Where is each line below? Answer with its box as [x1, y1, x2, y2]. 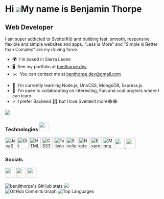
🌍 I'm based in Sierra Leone [12, 57, 71, 62]
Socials [5, 156, 23, 163]
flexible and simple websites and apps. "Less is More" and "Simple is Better [5, 41, 158, 47]
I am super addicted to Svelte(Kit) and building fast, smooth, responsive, [5, 36, 151, 42]
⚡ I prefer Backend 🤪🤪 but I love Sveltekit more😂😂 [12, 98, 118, 104]
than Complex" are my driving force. [5, 47, 78, 52]
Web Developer [5, 23, 53, 31]
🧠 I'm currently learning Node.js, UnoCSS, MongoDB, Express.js [12, 83, 143, 88]
